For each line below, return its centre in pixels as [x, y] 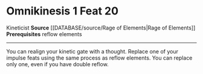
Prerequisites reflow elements [44, 34]
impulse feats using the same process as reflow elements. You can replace [99, 58]
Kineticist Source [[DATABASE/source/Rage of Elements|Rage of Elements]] [101, 28]
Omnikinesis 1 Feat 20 [63, 11]
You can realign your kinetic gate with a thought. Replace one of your [92, 51]
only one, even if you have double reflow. [57, 64]
